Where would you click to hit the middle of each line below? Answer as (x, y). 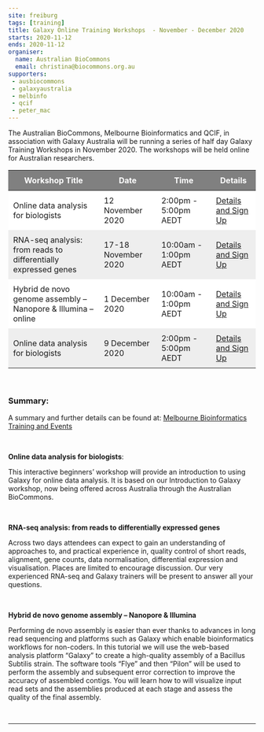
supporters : (27, 74)
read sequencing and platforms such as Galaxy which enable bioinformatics (131, 639)
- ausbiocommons (38, 81)
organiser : (26, 52)
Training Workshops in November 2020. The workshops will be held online (129, 150)
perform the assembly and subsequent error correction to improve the (122, 672)
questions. (25, 585)
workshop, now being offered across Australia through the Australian (120, 489)
